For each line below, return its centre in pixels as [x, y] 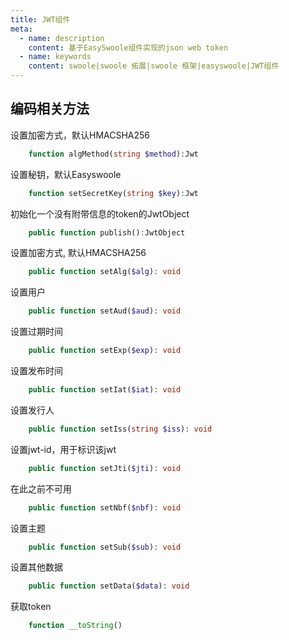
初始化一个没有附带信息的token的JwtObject [100, 213]
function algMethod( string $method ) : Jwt [113, 154]
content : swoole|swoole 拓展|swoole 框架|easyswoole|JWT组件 [154, 66]
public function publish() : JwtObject [107, 232]
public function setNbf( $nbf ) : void [105, 507]
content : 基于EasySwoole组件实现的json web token [128, 47]
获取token [31, 607]
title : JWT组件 [40, 19]
